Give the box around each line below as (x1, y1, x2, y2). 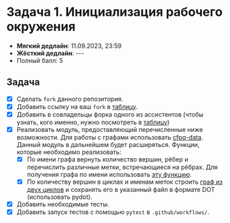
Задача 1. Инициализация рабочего (6, 4, 223, 20)
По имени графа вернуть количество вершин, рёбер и (26, 155, 188, 163)
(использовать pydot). (26, 193, 93, 201)
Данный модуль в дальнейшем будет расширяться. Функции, (16, 141, 200, 148)
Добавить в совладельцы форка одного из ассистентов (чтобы (16, 110, 204, 118)
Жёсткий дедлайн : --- (16, 49, 85, 57)
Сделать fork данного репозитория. (16, 95, 123, 103)
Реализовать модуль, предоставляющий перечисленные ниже (16, 125, 204, 133)
